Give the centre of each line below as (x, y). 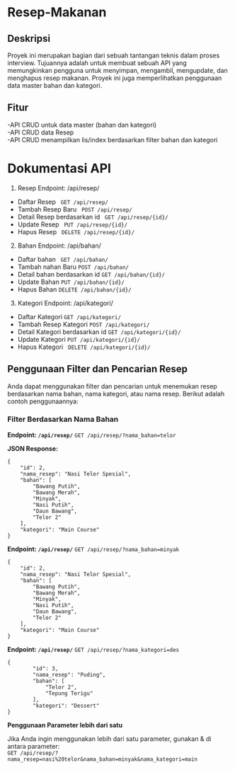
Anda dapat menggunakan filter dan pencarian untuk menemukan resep (112, 386)
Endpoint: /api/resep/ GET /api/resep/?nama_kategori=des (93, 649)
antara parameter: (34, 746)
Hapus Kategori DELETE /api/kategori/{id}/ (84, 347)
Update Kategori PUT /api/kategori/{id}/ (79, 339)
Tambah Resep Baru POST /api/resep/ (75, 209)
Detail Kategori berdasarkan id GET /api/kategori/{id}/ (99, 332)
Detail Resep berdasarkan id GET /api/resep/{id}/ (93, 217)
